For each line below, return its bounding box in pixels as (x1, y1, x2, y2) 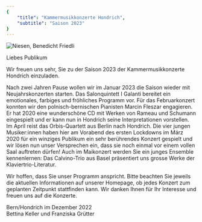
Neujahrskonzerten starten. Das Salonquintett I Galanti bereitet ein (6, 90, 171, 97)
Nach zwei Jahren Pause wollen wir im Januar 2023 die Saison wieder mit (6, 84, 190, 91)
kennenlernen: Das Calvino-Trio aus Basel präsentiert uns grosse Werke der (6, 155, 195, 162)
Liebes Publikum (6, 54, 48, 61)
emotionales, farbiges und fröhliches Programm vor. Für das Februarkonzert (6, 97, 195, 104)
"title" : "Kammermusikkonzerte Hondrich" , (17, 15, 125, 21)
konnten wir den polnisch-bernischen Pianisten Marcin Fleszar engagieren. (6, 103, 193, 111)
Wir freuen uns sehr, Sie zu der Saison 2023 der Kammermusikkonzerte (6, 66, 185, 73)
